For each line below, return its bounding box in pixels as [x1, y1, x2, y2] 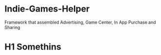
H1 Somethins [4, 41, 61, 53]
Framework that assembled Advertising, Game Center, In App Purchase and [4, 19, 156, 25]
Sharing [4, 24, 20, 30]
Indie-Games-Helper [4, 3, 90, 14]
